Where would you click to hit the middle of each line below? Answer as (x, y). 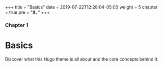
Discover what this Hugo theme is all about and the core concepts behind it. (82, 59)
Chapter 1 (17, 25)
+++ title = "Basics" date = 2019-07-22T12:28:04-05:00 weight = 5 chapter (81, 7)
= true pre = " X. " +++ (27, 12)
